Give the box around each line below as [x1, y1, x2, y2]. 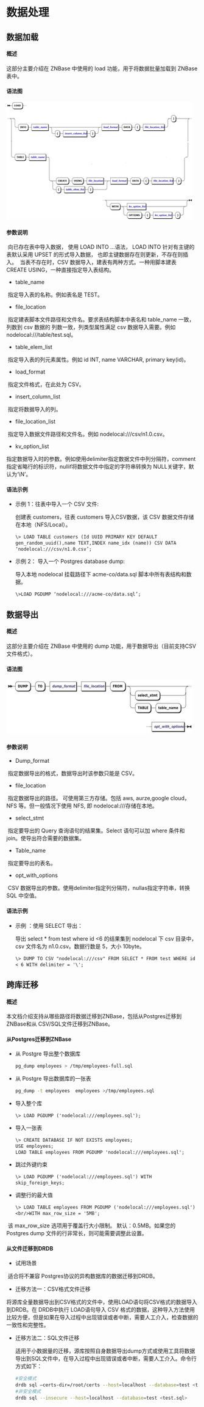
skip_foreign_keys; [15, 1180, 65, 1186]
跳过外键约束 [15, 1161, 47, 1168]
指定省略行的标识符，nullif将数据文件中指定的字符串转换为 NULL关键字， [6, 463, 189, 471]
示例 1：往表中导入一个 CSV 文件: [15, 501, 99, 508]
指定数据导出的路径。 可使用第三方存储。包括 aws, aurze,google [7, 795, 169, 802]
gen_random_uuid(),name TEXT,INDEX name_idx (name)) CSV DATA [15, 540, 177, 546]
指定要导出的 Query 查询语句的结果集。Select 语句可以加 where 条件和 [7, 827, 185, 834]
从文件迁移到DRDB [6, 1244, 54, 1252]
